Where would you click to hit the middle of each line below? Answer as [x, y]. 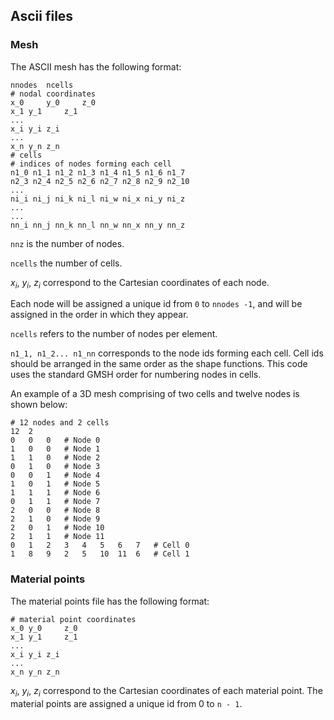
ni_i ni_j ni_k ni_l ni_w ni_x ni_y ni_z [98, 199]
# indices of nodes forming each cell [91, 164]
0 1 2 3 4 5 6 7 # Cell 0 [100, 545]
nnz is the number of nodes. [67, 243]
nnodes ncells [42, 85]
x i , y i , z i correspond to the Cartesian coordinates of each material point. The [166, 691]
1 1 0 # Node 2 [55, 458]
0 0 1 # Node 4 [55, 475]
